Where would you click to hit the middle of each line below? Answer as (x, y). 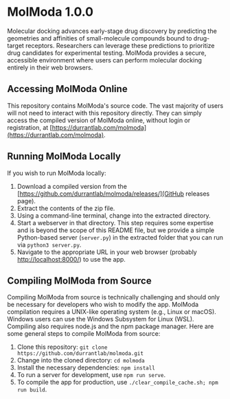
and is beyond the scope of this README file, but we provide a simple (116, 230)
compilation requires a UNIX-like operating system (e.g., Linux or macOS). (112, 312)
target (15, 45)
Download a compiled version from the (72, 186)
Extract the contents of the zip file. (66, 208)
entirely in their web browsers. (50, 67)
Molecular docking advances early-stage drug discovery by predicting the (112, 31)
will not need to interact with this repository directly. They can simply (105, 113)
